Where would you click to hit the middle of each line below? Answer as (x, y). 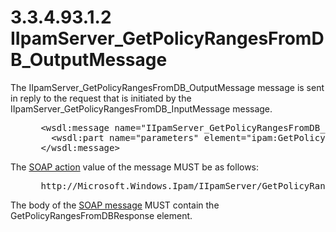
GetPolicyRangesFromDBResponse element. (101, 215)
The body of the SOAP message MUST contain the (115, 205)
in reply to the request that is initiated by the (101, 98)
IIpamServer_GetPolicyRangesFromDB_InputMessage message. (141, 108)
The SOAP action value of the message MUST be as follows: (135, 167)
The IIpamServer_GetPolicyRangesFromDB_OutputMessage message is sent (167, 87)
